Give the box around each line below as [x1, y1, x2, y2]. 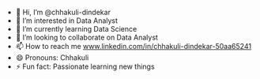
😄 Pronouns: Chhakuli [15, 53, 89, 62]
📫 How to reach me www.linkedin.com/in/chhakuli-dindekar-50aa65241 [15, 42, 251, 51]
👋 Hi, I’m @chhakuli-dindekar [15, 8, 111, 17]
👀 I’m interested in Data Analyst [15, 16, 119, 25]
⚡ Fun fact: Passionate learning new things [15, 62, 156, 71]
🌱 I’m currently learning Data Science [15, 24, 138, 33]
